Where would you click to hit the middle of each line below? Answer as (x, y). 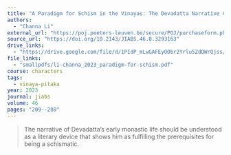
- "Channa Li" (33, 26)
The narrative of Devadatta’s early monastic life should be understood (123, 129)
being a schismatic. (52, 144)
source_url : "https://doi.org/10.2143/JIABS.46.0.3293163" (93, 39)
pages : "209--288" (33, 110)
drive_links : (26, 45)
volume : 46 (23, 103)
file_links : (24, 59)
